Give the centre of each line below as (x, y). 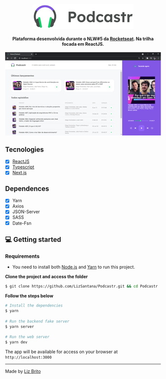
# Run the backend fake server (37, 321)
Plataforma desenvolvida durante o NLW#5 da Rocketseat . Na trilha (83, 39)
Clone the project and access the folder (46, 277)
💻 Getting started (33, 239)
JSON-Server (26, 212)
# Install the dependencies (34, 306)
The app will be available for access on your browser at (62, 352)
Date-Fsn (22, 223)
